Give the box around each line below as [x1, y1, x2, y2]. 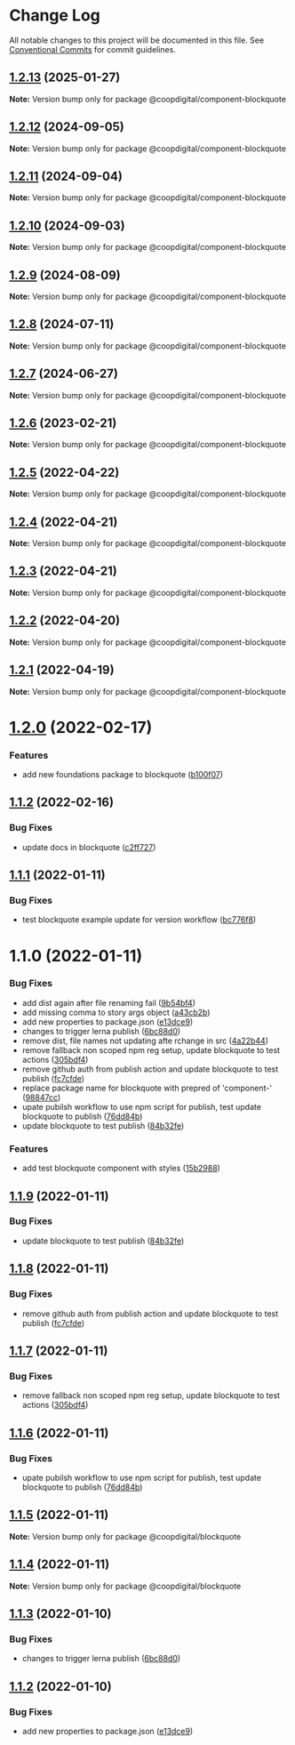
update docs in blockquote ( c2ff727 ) [21, 841, 156, 852]
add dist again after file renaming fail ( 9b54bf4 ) [21, 997, 196, 1008]
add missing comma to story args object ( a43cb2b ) [21, 1007, 211, 1017]
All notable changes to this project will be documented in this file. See [9, 35, 265, 45]
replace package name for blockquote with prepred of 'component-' [21, 1082, 273, 1093]
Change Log [9, 5, 100, 26]
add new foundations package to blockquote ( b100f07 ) [21, 768, 224, 779]
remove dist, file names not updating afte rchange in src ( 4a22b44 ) [21, 1035, 269, 1046]
